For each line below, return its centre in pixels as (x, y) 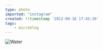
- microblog (26, 28)
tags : (11, 23)
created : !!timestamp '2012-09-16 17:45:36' (52, 19)
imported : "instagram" (29, 14)
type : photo (17, 10)
